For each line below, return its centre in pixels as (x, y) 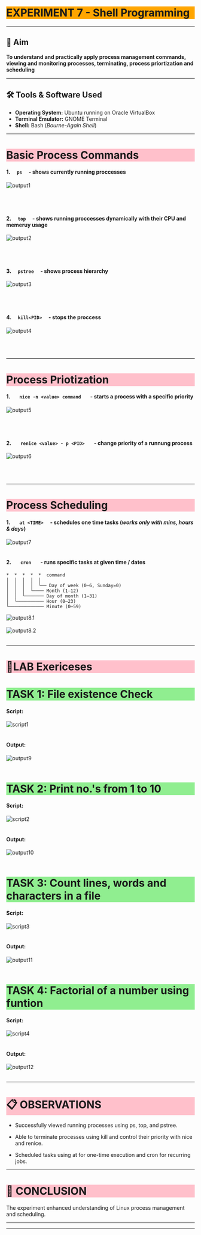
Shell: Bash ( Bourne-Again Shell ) (56, 125)
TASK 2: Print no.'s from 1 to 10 (84, 789)
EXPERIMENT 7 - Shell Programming (98, 13)
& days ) (16, 528)
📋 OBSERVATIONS (54, 1104)
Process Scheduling (57, 505)
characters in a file (54, 896)
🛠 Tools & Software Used (54, 95)
